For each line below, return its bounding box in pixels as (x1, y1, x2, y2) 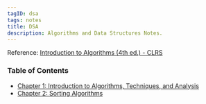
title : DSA (7, 23, 39, 30)
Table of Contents (7, 66, 69, 76)
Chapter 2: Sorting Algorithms (17, 89, 103, 97)
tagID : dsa (7, 10, 39, 17)
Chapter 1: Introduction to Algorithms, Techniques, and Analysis (17, 81, 200, 90)
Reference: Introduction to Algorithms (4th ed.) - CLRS (7, 49, 163, 57)
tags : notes (7, 17, 42, 24)
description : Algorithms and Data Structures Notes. (7, 29, 163, 37)
